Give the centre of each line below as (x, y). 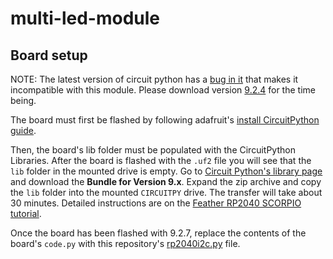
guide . (23, 130)
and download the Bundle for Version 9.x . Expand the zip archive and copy (166, 181)
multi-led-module (85, 18)
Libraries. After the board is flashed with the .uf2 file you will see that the (161, 160)
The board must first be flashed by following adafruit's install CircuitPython (165, 120)
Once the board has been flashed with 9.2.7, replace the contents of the (158, 233)
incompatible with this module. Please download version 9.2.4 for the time (163, 90)
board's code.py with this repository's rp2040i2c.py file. (125, 243)
